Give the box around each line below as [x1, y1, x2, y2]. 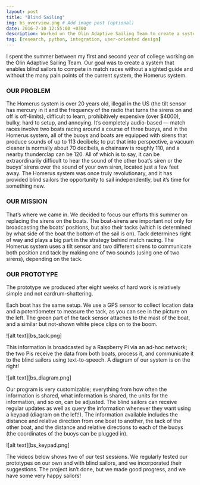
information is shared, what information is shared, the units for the [6, 391, 168, 399]
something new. [6, 182, 45, 189]
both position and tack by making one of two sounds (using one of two [6, 248, 180, 256]
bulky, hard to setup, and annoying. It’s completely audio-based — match [6, 119, 186, 126]
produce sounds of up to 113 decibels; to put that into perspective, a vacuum [6, 138, 194, 145]
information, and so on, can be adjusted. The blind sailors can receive [6, 398, 177, 405]
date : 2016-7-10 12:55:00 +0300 [6, 25, 86, 32]
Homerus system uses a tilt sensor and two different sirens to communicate [6, 242, 192, 250]
